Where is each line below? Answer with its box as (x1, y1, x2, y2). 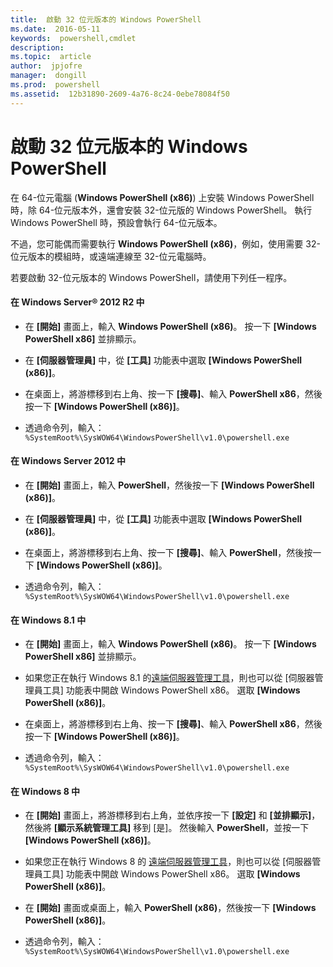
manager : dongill (10, 71, 87, 81)
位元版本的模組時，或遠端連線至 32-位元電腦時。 (10, 250, 212, 262)
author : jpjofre (10, 61, 83, 71)
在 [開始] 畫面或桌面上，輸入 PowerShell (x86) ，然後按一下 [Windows (24, 902, 317, 914)
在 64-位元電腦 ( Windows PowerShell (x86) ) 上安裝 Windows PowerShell (10, 191, 315, 203)
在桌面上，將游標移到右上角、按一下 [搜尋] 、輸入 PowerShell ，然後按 (24, 546, 313, 558)
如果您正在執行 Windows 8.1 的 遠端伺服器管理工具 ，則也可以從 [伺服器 (24, 672, 315, 684)
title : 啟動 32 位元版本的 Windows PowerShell (10, 14, 202, 25)
